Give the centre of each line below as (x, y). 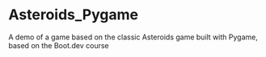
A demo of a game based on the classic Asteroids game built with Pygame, (133, 37)
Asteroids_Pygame (74, 15)
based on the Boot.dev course (59, 45)
